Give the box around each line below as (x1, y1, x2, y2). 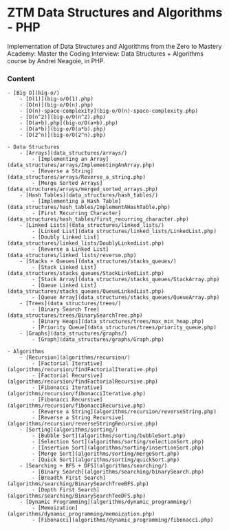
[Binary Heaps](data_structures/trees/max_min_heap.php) (37, 318, 205, 325)
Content (7, 74, 36, 83)
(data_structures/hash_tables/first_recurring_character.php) (7, 216, 189, 223)
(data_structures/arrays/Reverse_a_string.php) (7, 174, 146, 181)
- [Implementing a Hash (32, 198, 100, 205)
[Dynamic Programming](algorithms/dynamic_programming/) (25, 498, 193, 506)
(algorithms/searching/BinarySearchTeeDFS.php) (7, 493, 146, 500)
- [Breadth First (32, 474, 81, 482)
